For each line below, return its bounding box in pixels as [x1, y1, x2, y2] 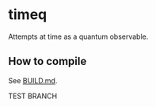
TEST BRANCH [8, 91, 58, 101]
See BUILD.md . [8, 75, 58, 85]
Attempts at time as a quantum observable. [8, 32, 149, 41]
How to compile [8, 55, 87, 68]
